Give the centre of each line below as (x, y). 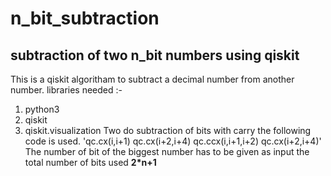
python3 (42, 109)
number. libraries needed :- (66, 90)
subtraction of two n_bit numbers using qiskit (155, 55)
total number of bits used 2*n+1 (90, 162)
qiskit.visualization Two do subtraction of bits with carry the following (168, 130)
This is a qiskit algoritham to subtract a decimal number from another (152, 79)
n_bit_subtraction (85, 18)
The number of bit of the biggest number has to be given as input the (167, 151)
